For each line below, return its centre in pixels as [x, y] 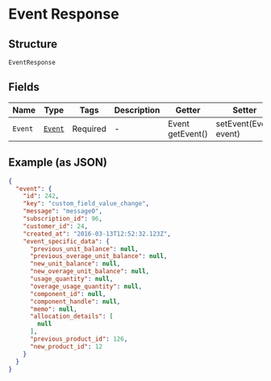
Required [89, 129]
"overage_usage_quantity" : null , [86, 286]
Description [137, 110]
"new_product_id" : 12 [66, 346]
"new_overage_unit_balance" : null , [90, 272]
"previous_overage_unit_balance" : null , [98, 256]
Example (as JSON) [58, 163]
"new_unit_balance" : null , [75, 264]
